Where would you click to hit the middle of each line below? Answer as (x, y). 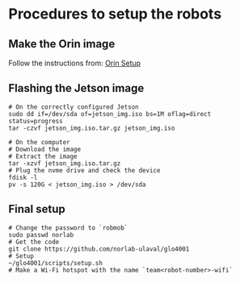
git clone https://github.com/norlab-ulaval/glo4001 (99, 249)
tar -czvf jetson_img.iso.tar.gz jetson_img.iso (92, 128)
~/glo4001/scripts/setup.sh (56, 263)
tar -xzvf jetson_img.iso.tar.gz (65, 163)
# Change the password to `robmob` (68, 228)
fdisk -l (23, 177)
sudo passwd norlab (41, 234)
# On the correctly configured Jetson (74, 107)
